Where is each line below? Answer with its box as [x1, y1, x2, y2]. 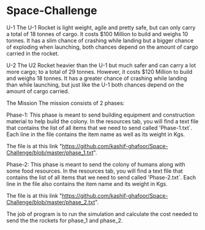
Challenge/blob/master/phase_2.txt [6, 198, 95, 206]
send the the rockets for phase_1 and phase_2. [6, 217, 123, 224]
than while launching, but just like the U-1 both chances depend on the [6, 81, 185, 88]
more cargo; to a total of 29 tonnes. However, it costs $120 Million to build [6, 68, 193, 75]
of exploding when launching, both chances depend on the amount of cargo [6, 43, 199, 51]
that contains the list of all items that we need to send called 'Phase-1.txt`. [6, 124, 193, 131]
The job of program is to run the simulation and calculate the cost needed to [6, 210, 198, 217]
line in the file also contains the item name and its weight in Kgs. [6, 180, 168, 187]
